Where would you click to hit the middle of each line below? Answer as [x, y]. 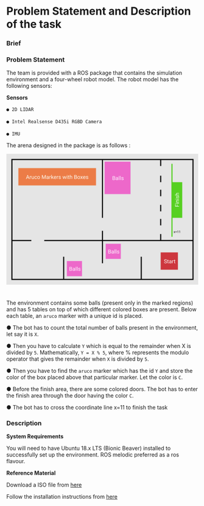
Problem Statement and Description [99, 11]
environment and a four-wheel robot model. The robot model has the [93, 79]
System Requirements [35, 436]
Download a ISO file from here [44, 485]
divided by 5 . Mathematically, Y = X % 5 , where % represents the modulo [98, 352]
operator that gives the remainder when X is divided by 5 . [78, 359]
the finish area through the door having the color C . [70, 396]
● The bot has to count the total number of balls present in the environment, [102, 327]
